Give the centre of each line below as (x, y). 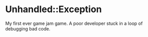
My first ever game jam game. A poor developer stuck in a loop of (74, 23)
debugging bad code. (28, 28)
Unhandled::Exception (54, 9)
